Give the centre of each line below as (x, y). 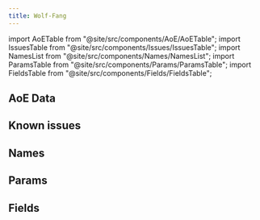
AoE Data (32, 99)
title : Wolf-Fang (38, 16)
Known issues (45, 126)
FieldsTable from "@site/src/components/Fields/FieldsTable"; (110, 73)
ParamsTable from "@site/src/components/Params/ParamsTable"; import (130, 64)
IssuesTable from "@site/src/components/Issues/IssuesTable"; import (124, 47)
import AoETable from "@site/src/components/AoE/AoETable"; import (124, 39)
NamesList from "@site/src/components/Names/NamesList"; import (122, 56)
